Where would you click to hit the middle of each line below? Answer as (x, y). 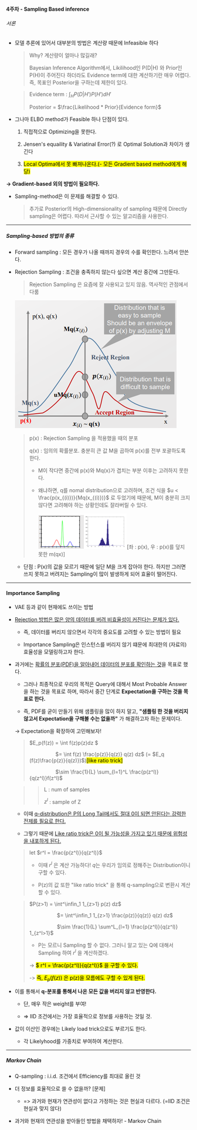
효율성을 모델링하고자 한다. (54, 651)
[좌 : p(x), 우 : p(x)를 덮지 (156, 547)
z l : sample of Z (62, 801)
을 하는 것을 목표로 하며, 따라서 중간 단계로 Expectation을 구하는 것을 (103, 691)
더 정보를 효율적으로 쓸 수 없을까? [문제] (60, 1088)
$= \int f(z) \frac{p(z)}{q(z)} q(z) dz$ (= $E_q (110, 754)
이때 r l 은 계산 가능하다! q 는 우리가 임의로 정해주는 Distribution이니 (114, 865)
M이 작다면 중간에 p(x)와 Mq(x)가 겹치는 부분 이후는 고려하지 (108, 470)
